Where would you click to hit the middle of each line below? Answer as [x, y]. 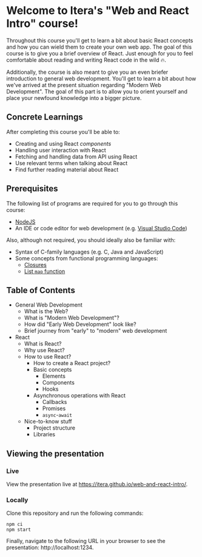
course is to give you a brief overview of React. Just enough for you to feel [100, 53]
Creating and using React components [63, 143]
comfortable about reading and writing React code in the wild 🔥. [86, 60]
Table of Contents [41, 290]
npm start [19, 530]
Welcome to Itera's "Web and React [98, 11]
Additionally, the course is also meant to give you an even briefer [87, 72]
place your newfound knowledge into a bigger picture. [74, 98]
